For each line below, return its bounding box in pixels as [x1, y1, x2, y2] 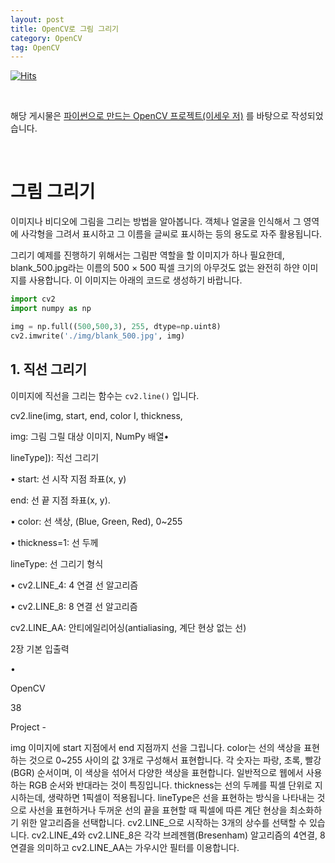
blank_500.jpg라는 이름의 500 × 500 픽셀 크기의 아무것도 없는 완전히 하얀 [10, 262, 300, 274]
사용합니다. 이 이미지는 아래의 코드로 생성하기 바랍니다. [28, 274, 243, 286]
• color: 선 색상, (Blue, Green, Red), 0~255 [10, 515, 183, 527]
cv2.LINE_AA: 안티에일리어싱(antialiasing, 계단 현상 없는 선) [10, 621, 247, 633]
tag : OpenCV [10, 42, 60, 53]
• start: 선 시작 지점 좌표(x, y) [10, 472, 127, 485]
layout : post [10, 14, 65, 25]
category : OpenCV [10, 33, 83, 43]
